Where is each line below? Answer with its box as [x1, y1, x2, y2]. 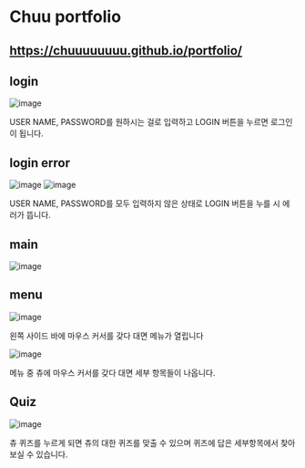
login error [9, 155, 71, 171]
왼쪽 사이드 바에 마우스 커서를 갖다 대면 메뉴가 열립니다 [9, 330, 204, 341]
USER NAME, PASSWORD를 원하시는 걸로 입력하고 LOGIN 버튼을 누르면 [9, 117, 269, 128]
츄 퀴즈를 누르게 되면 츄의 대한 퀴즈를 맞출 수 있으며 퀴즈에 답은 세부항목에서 [9, 437, 280, 448]
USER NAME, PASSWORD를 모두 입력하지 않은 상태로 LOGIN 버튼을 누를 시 [9, 198, 280, 209]
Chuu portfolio [9, 6, 121, 27]
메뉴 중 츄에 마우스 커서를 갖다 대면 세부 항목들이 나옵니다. [9, 367, 216, 378]
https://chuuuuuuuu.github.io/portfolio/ [9, 43, 243, 58]
